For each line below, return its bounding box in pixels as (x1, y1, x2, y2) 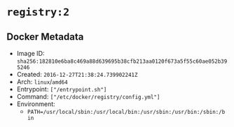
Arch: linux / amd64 (16, 77, 68, 86)
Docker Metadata (6, 31, 84, 43)
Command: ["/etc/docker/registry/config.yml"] (16, 93, 160, 100)
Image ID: (16, 50, 45, 57)
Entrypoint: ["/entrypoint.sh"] (16, 85, 107, 93)
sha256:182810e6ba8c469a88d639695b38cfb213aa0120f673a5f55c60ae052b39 (16, 58, 228, 65)
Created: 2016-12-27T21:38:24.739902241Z (16, 70, 138, 78)
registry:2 (6, 6, 70, 19)
